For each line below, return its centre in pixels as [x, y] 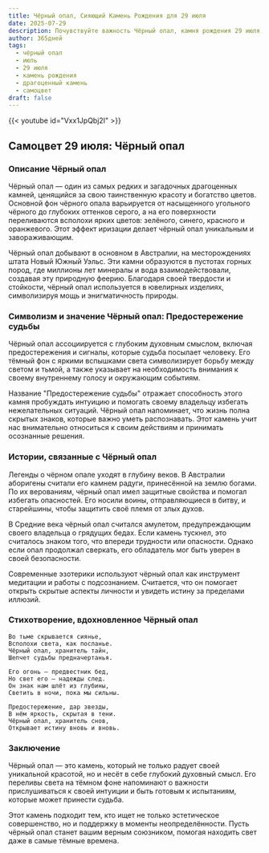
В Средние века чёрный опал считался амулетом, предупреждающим [130, 524]
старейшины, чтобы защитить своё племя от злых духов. [106, 508]
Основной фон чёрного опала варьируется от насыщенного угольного [129, 203]
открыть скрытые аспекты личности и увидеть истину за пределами [126, 591]
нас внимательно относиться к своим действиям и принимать [116, 428]
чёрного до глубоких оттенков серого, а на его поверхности [112, 211]
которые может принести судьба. [66, 800]
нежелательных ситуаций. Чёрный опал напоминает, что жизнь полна [129, 411]
